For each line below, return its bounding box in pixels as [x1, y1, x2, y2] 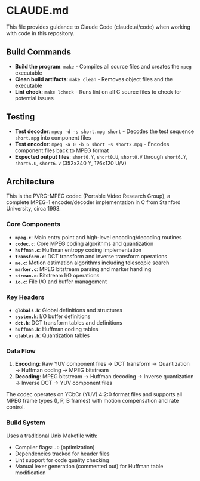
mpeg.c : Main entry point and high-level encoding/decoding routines [14, 233, 182, 240]
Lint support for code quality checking [14, 456, 109, 463]
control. [6, 403, 26, 411]
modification [14, 469, 46, 476]
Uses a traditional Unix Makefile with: [6, 432, 98, 439]
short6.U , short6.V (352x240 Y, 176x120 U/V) [14, 159, 127, 166]
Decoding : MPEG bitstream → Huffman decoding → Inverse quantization [14, 373, 194, 380]
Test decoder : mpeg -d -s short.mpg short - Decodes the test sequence [14, 128, 195, 135]
